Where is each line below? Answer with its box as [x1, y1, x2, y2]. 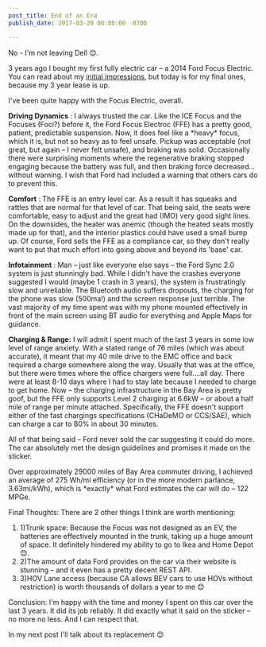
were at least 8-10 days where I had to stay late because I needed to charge [8, 377, 256, 386]
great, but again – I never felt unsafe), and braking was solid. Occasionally [8, 145, 250, 154]
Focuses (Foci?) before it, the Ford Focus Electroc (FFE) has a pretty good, [8, 119, 253, 129]
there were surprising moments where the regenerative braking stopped [8, 153, 245, 163]
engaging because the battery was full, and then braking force [8, 161, 213, 171]
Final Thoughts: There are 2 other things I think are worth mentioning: [8, 507, 236, 517]
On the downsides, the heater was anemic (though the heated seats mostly [8, 219, 254, 229]
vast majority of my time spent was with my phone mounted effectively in [8, 302, 249, 312]
